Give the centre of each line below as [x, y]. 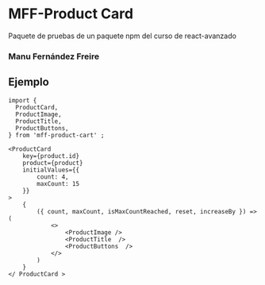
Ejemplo [29, 82]
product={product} [53, 163]
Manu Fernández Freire [54, 56]
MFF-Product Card [71, 14]
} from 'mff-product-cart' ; [56, 135]
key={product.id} [51, 156]
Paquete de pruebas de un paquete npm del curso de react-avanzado [122, 36]
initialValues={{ [51, 170]
